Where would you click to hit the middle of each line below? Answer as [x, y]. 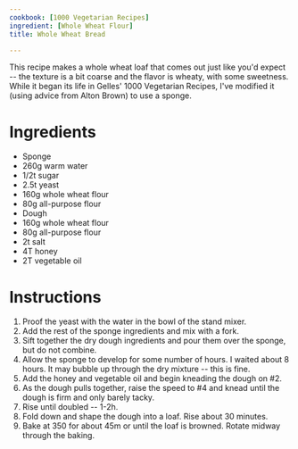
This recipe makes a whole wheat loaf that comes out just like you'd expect [147, 67]
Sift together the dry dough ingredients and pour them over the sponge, [154, 341]
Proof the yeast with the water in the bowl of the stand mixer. [134, 321]
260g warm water [55, 166]
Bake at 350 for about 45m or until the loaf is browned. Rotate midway [151, 426]
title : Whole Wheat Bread [57, 34]
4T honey [40, 252]
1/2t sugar [41, 176]
